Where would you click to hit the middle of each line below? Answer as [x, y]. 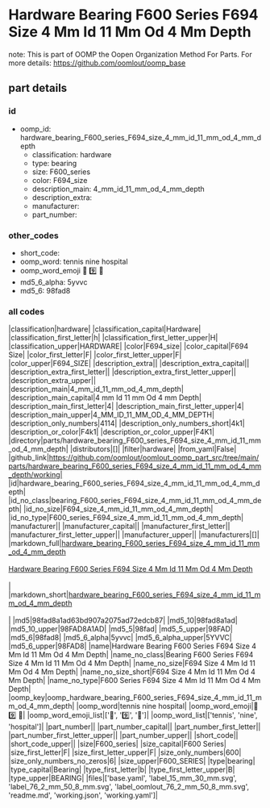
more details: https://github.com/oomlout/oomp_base [97, 63]
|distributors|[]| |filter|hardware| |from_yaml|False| [153, 449]
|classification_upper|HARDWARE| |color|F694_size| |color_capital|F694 [129, 346]
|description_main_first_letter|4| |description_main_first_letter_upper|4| [126, 406]
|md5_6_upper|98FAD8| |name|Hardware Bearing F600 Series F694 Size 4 [132, 646]
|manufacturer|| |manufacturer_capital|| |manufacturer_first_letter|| [119, 527]
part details [38, 88]
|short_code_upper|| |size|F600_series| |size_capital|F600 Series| [118, 744]
